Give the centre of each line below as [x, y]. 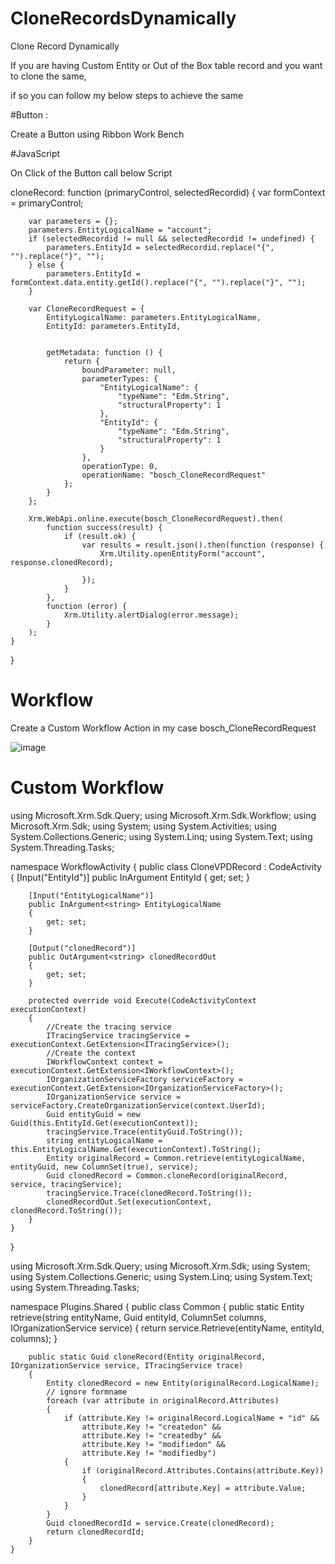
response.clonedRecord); [62, 562]
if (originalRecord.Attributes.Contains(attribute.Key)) [203, 1470]
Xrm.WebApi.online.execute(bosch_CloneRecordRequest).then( [156, 518]
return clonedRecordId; [95, 1532]
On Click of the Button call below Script [91, 173]
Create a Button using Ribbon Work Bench [97, 134]
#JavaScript [35, 153]
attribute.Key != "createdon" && [151, 1427]
